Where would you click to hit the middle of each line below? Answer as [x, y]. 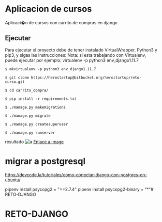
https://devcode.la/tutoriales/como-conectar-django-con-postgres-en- [76, 174]
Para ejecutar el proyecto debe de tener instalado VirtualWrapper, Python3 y [81, 50]
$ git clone [17, 78]
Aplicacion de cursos [48, 9]
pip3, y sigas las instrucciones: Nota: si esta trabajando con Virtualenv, [76, 55]
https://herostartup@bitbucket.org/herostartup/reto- [86, 78]
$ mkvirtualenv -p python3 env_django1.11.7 [51, 69]
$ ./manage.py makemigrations [36, 107]
